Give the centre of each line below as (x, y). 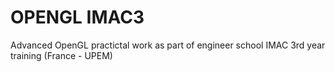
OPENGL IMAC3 (77, 17)
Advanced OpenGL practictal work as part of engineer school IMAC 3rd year (168, 45)
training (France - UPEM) (61, 55)
